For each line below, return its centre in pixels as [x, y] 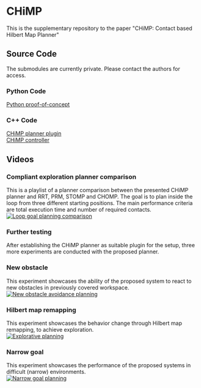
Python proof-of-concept [38, 105]
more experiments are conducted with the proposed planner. [83, 252]
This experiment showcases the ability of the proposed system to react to [99, 281]
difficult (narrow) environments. [46, 372]
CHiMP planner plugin [34, 133]
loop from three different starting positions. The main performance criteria [100, 203]
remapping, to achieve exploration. [50, 329]
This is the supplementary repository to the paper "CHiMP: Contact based [99, 28]
